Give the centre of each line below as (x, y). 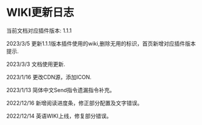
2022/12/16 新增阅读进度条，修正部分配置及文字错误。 (75, 103)
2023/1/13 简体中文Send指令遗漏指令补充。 (61, 90)
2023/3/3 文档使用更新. (36, 64)
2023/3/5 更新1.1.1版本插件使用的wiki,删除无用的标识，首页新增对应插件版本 (101, 43)
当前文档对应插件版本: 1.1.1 (39, 30)
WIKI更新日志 (40, 12)
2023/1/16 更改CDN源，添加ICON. (49, 77)
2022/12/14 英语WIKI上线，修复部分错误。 (59, 116)
